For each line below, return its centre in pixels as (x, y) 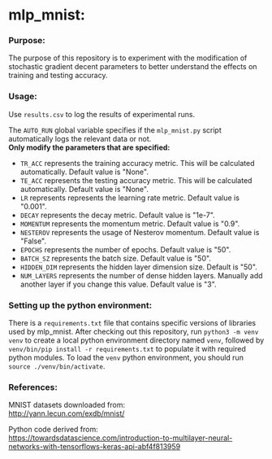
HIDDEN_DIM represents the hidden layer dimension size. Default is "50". (138, 267)
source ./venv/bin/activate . (57, 366)
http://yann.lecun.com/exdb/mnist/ (67, 413)
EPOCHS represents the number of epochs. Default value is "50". (125, 249)
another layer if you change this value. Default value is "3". (118, 284)
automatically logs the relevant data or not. (80, 138)
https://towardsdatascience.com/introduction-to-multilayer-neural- (121, 438)
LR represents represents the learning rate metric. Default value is (130, 198)
